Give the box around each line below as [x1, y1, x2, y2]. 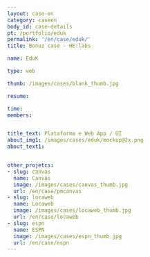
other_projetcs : [7, 162, 54, 169]
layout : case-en [7, 10, 54, 17]
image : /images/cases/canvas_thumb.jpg [13, 181, 129, 188]
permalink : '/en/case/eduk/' [7, 36, 91, 43]
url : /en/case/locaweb [13, 213, 79, 220]
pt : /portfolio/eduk [7, 29, 67, 37]
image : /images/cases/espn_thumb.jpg [13, 233, 122, 240]
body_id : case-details [7, 23, 73, 30]
